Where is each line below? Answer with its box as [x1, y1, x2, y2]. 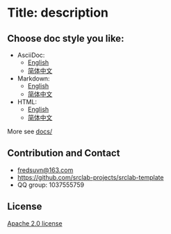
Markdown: [17, 74, 50, 83]
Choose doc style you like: [7, 33, 124, 44]
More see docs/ [7, 127, 53, 135]
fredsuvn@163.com [17, 165, 74, 174]
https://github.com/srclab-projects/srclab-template [17, 173, 164, 181]
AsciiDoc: [17, 51, 45, 59]
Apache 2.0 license [7, 219, 63, 227]
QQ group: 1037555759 [17, 181, 85, 189]
